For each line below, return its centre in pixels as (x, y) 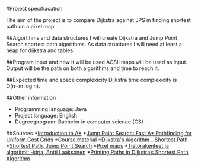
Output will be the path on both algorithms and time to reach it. (83, 68)
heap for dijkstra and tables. (41, 50)
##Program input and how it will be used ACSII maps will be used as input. (97, 62)
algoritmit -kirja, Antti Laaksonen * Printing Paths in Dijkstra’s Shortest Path (97, 152)
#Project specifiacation (34, 9)
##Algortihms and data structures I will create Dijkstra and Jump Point (92, 38)
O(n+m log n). (23, 86)
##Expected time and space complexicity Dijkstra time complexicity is (92, 80)
